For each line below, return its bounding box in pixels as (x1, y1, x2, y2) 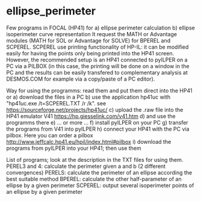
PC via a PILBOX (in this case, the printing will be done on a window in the (6, 62, 190, 70)
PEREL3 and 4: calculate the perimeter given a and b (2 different (6, 162, 166, 170)
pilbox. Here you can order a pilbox (6, 131, 93, 139)
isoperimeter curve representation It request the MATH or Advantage (6, 30, 178, 37)
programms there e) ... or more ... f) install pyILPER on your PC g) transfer (6, 119, 188, 126)
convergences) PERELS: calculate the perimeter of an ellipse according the (6, 169, 193, 176)
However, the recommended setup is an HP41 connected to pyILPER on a (6, 56, 188, 63)
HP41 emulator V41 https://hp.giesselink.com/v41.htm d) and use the (6, 113, 176, 120)
